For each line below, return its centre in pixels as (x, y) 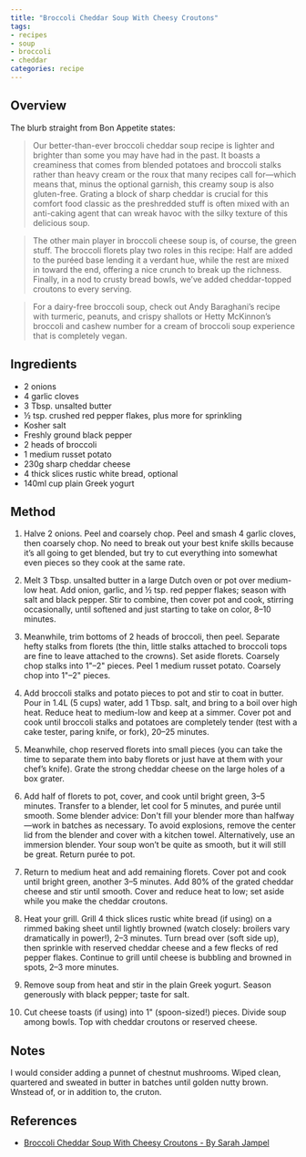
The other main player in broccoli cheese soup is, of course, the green (164, 240)
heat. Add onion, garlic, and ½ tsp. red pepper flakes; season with (163, 590)
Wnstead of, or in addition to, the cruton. (86, 1092)
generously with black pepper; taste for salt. (107, 995)
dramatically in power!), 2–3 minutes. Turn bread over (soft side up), (151, 938)
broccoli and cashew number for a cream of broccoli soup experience (163, 325)
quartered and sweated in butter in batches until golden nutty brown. (139, 1082)
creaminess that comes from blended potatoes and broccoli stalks (157, 164)
